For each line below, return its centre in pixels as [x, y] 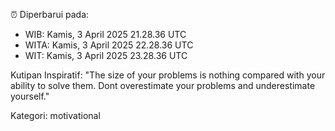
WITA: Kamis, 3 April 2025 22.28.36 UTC [109, 45]
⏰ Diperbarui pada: [50, 14]
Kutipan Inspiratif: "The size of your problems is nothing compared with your [168, 75]
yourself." [30, 96]
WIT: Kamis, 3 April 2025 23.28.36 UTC [106, 55]
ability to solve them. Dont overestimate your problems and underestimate [163, 85]
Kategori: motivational [55, 115]
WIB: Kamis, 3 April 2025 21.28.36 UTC [105, 34]
